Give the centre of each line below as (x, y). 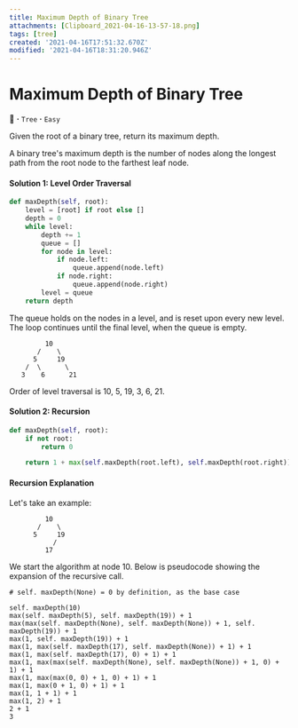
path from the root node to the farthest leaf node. (99, 163)
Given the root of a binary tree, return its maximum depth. (114, 136)
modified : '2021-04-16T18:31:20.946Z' (81, 51)
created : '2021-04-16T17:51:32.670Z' (79, 42)
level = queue (67, 293)
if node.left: (82, 260)
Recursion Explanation (52, 483)
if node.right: (85, 276)
